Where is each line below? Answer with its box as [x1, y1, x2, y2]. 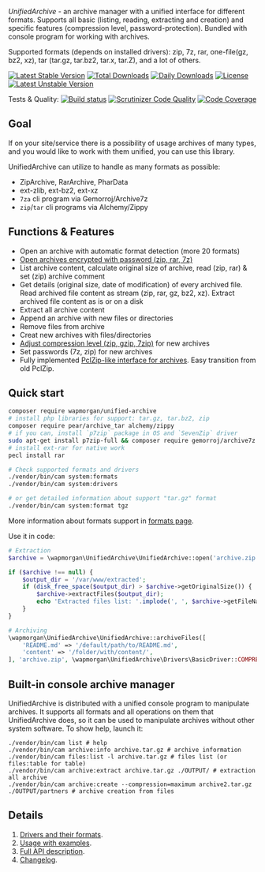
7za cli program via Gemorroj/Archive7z [19, 193, 148, 204]
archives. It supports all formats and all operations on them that [8, 707, 215, 717]
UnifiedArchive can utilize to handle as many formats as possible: [8, 162, 221, 171]
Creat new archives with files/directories [19, 330, 151, 339]
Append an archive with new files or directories [19, 313, 174, 323]
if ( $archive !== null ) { [8, 568, 93, 576]
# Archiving [8, 627, 47, 634]
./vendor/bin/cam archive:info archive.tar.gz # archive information [8, 746, 242, 754]
